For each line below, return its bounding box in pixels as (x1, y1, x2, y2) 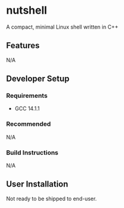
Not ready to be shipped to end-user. (6, 195, 97, 202)
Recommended (6, 120, 52, 128)
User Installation (6, 179, 68, 190)
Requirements (6, 92, 48, 100)
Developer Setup (6, 74, 70, 84)
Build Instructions (6, 148, 59, 157)
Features (6, 41, 40, 51)
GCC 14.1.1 (14, 105, 40, 112)
